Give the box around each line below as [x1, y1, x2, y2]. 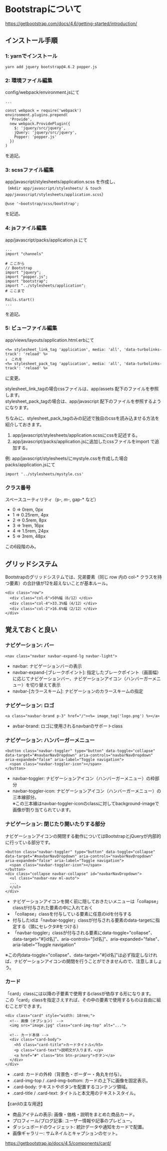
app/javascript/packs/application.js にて [5, 237, 87, 243]
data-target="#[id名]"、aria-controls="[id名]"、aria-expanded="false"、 [12, 936, 162, 942]
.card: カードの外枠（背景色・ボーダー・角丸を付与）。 [12, 1071, 124, 1077]
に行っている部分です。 [5, 839, 53, 845]
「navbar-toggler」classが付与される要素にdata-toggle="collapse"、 [12, 930, 155, 936]
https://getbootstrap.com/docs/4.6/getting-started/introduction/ [5, 20, 137, 27]
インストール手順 [5, 36, 58, 45]
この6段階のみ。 [5, 544, 39, 550]
